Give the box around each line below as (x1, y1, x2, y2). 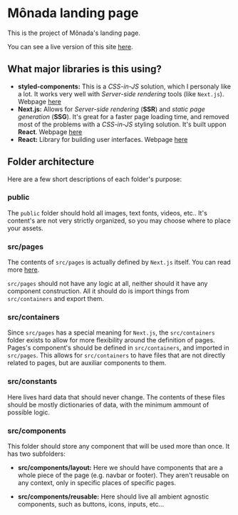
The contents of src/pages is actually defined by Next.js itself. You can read (7, 258, 232, 267)
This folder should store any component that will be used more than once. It (7, 442, 230, 451)
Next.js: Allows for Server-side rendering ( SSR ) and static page (17, 105, 205, 113)
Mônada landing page (7, 5, 139, 21)
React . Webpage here (17, 127, 83, 136)
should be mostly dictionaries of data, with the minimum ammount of (7, 400, 209, 409)
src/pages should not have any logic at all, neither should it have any (7, 280, 208, 288)
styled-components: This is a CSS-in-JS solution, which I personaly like (17, 82, 232, 91)
